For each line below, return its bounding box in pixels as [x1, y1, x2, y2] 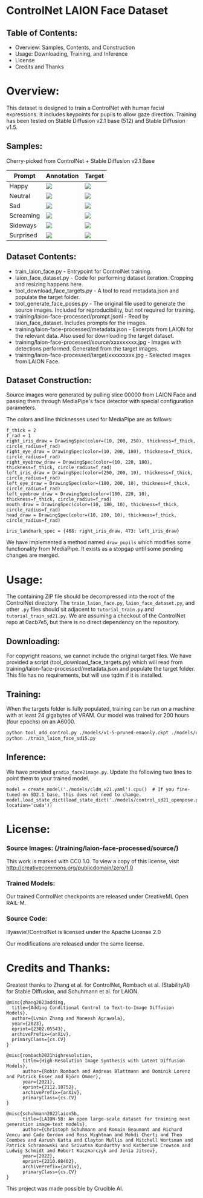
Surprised [9, 231, 37, 239]
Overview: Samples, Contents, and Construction [14, 44, 135, 51]
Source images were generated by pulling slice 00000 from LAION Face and [6, 391, 196, 398]
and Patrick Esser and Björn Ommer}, [6, 1073, 101, 1079]
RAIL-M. [6, 900, 27, 907]
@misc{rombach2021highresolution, [6, 1052, 94, 1058]
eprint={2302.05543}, [11, 1025, 66, 1032]
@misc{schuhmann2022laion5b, [6, 1110, 80, 1117]
